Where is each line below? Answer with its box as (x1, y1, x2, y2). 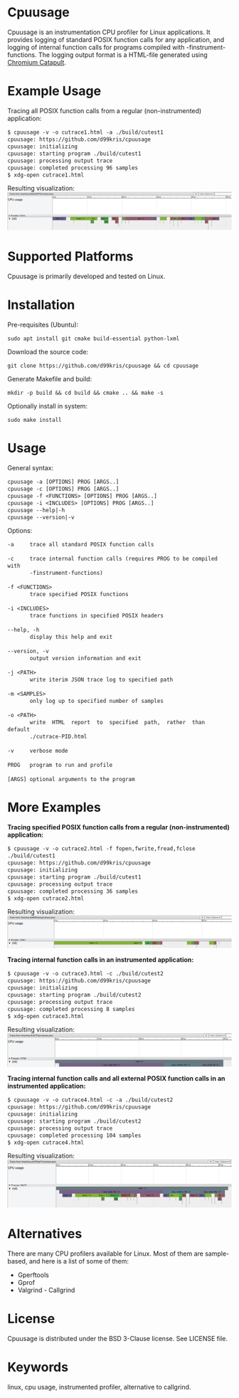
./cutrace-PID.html (29, 733, 87, 740)
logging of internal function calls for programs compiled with (7, 43, 185, 51)
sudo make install (7, 416, 62, 423)
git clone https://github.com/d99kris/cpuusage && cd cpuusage (7, 362, 199, 369)
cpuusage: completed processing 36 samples (7, 887, 139, 895)
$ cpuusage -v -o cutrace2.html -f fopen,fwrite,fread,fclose (7, 844, 196, 852)
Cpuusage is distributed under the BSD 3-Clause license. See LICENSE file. (7, 1335, 228, 1343)
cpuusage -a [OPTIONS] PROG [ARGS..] (7, 478, 119, 485)
